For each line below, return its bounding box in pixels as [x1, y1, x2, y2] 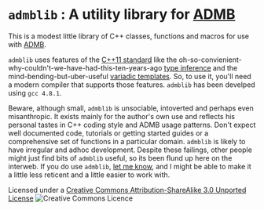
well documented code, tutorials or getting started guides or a [8, 128, 209, 138]
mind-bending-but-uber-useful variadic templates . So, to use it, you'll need [8, 71, 251, 81]
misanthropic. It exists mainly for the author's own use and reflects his [8, 111, 236, 121]
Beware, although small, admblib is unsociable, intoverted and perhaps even [8, 103, 254, 113]
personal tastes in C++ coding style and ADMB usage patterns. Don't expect [8, 120, 256, 129]
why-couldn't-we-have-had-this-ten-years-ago [8, 63, 163, 72]
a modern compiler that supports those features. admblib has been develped [8, 80, 255, 89]
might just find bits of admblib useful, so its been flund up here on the [8, 153, 233, 162]
